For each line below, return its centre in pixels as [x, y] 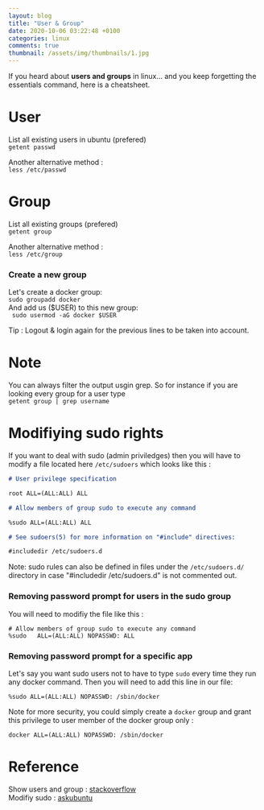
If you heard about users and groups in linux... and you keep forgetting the [132, 76]
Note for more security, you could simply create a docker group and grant [130, 711]
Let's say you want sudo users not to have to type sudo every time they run [132, 673]
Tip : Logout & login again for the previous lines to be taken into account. [129, 330]
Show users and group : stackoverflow [72, 789]
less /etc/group [35, 254]
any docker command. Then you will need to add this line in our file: [121, 682]
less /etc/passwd [37, 170]
